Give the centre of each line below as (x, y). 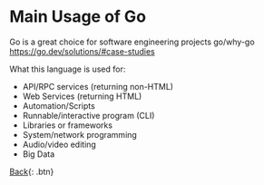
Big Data (39, 154)
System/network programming (80, 134)
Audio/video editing (59, 144)
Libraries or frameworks (68, 125)
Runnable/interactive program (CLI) (88, 115)
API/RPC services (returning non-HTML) (98, 86)
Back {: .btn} (32, 171)
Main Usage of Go (78, 17)
